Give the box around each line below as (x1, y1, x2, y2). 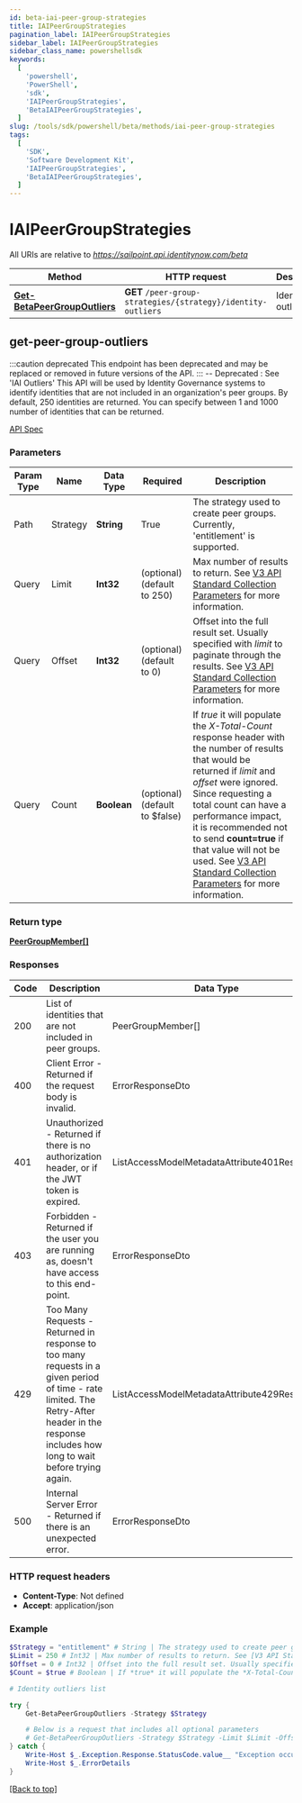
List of (46, 997, 73, 1010)
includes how (46, 1438, 102, 1451)
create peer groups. (192, 507, 277, 520)
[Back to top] (9, 1783, 58, 1794)
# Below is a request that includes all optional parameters (25, 1726, 259, 1735)
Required (142, 475, 182, 487)
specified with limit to (192, 638, 283, 650)
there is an (46, 1520, 91, 1533)
